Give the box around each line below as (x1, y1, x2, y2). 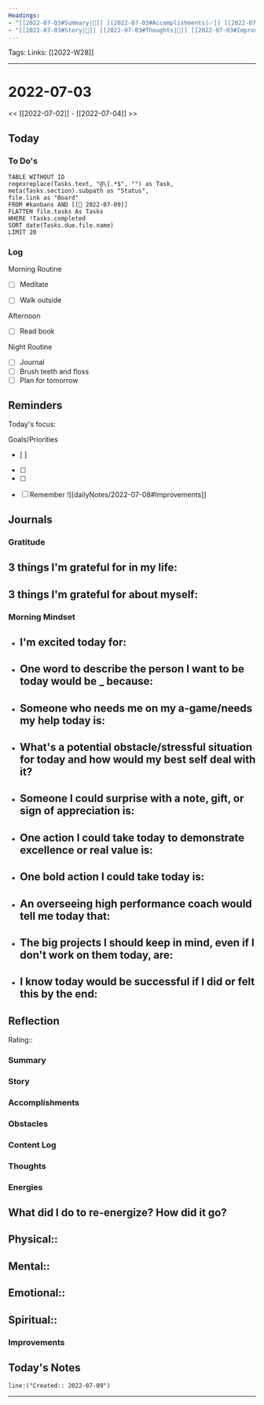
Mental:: (8, 1259, 50, 1273)
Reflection (8, 1014, 60, 1028)
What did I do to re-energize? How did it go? (8, 1206, 227, 1220)
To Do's (8, 155, 38, 166)
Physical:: (8, 1232, 58, 1246)
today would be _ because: (19, 675, 153, 688)
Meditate (19, 280, 49, 289)
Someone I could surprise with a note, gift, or (19, 792, 244, 805)
